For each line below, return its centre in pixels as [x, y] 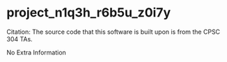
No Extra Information [37, 52]
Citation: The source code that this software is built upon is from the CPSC [113, 32]
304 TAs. [19, 39]
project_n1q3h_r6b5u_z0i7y [89, 13]
